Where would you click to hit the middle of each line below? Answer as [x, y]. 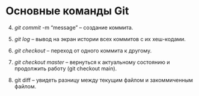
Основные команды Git [67, 11]
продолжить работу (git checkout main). [66, 68]
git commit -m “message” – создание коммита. [74, 27]
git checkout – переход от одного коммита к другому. [83, 50]
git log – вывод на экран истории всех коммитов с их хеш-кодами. [100, 39]
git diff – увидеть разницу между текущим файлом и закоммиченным [104, 80]
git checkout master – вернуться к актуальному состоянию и [92, 62]
